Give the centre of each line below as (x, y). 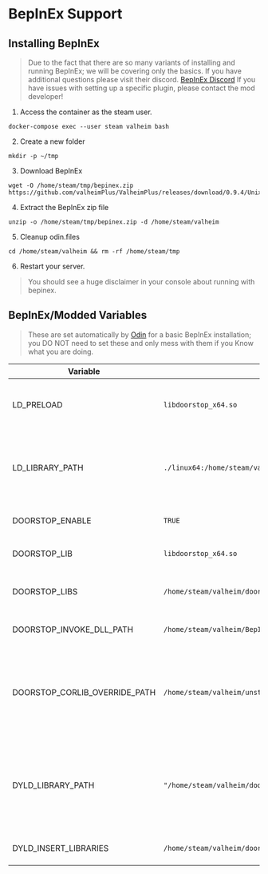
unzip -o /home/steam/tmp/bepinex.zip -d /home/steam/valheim (114, 222)
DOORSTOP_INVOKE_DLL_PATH (73, 630)
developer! (45, 96)
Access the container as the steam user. (86, 112)
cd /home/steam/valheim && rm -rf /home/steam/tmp (94, 252)
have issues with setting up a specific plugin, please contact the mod (141, 88)
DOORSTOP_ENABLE (52, 520)
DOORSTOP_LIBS (45, 591)
